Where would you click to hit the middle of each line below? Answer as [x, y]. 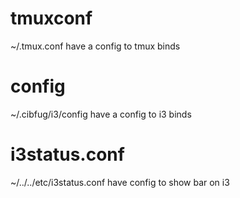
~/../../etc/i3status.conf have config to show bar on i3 [120, 182]
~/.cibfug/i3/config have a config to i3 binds [101, 114]
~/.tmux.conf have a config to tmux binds [95, 46]
